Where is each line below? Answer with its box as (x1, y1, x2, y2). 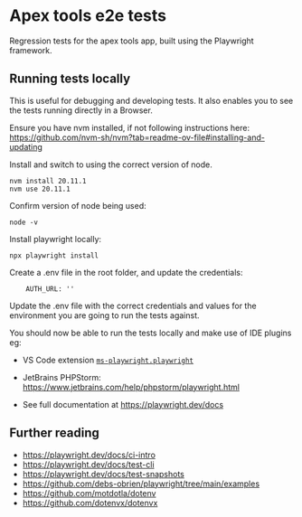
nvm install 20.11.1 (9, 176, 88, 185)
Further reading (9, 426, 99, 441)
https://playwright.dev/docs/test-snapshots (22, 468, 185, 479)
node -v (9, 218, 39, 227)
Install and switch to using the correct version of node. (9, 159, 212, 170)
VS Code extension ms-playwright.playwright (22, 354, 194, 365)
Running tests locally (9, 71, 131, 87)
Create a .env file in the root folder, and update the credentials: (9, 267, 243, 277)
